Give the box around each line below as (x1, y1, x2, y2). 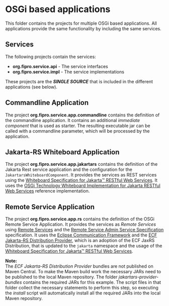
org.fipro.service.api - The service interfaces (12, 63, 108, 69)
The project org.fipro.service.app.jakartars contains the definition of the (5, 161, 158, 167)
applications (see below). (5, 84, 58, 90)
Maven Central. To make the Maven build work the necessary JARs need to (5, 269, 161, 275)
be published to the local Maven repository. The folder (5, 274, 118, 280)
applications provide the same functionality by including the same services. (5, 25, 162, 31)
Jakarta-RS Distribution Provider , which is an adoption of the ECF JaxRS (5, 237, 155, 243)
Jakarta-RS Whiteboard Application (5, 148, 120, 156)
